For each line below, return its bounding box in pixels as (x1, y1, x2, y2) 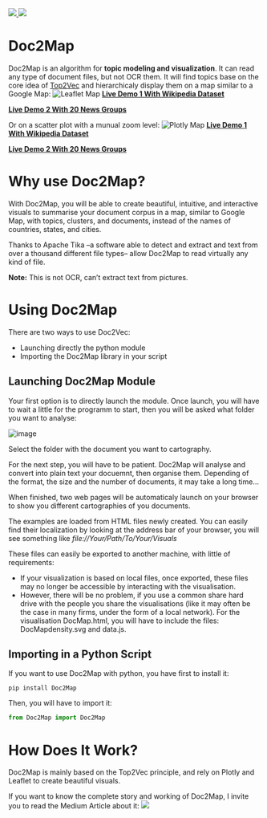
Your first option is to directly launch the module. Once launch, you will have (8, 396, 260, 405)
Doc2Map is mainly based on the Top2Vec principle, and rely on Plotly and (8, 767, 255, 777)
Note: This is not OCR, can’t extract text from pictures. (8, 272, 188, 282)
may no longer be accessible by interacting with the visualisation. (19, 581, 237, 591)
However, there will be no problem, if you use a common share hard (19, 590, 245, 600)
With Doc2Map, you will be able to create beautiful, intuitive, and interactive (8, 198, 259, 208)
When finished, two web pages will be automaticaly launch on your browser (8, 492, 259, 502)
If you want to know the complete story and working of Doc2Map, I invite (8, 792, 249, 801)
